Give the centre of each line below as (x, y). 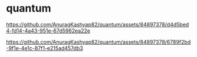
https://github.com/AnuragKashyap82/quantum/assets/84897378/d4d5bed (98, 24)
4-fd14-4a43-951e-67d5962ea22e (48, 30)
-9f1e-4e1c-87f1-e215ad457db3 (45, 48)
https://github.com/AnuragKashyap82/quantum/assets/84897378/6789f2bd (98, 42)
